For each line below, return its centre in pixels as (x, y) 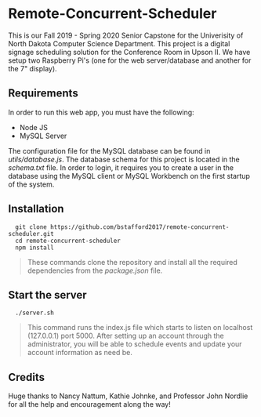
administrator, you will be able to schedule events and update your (134, 344)
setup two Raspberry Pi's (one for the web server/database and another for (130, 60)
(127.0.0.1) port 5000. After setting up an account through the (126, 336)
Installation (36, 209)
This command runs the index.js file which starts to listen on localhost (140, 328)
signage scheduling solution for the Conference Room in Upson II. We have (129, 52)
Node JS (34, 127)
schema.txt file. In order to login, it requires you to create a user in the (121, 167)
